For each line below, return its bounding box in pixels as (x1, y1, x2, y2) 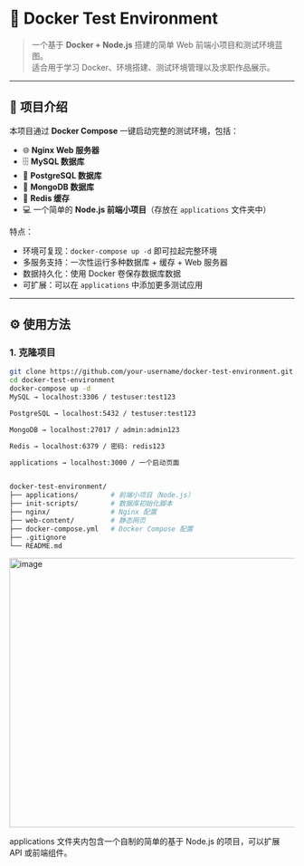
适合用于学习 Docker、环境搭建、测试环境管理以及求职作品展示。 (31, 62, 276, 72)
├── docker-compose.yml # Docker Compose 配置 (9, 524, 194, 534)
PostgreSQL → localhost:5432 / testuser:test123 (9, 409, 196, 418)
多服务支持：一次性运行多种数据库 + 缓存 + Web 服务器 (22, 256, 228, 267)
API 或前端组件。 (9, 847, 72, 859)
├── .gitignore (9, 533, 67, 542)
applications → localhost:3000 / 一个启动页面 (9, 457, 180, 467)
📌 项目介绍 (9, 100, 68, 115)
